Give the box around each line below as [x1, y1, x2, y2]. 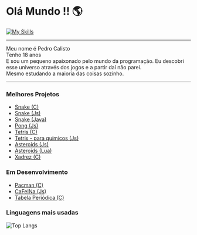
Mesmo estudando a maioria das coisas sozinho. [6, 70, 124, 77]
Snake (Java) [14, 116, 47, 123]
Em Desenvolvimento [6, 168, 69, 176]
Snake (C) [14, 103, 39, 110]
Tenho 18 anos [6, 51, 42, 58]
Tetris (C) [14, 129, 38, 136]
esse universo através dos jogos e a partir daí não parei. [6, 63, 142, 70]
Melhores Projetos [6, 90, 60, 98]
